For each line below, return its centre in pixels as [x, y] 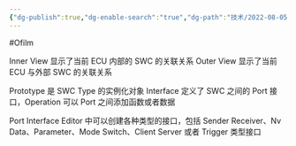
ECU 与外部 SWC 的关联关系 [61, 72]
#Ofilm [21, 42]
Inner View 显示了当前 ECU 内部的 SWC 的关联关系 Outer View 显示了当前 [143, 61]
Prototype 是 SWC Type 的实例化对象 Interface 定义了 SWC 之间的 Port [138, 90]
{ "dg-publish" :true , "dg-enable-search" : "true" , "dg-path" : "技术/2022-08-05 [148, 17]
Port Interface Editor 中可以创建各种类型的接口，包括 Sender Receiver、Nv [145, 120]
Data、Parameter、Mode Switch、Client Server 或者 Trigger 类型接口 [136, 131]
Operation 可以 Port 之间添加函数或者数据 [100, 102]
